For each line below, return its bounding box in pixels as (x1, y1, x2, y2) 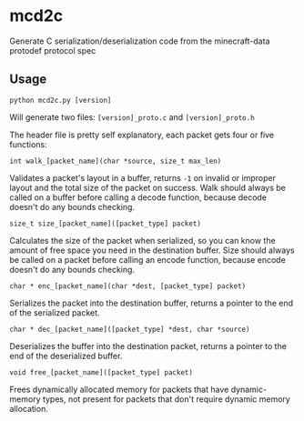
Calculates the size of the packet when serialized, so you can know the (9, 235, 276, 246)
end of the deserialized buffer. (9, 350, 123, 361)
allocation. (9, 403, 48, 414)
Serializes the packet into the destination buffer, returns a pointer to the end (9, 297, 294, 308)
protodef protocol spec (9, 45, 96, 55)
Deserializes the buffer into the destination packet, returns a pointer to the (9, 340, 287, 351)
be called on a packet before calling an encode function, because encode (9, 254, 287, 265)
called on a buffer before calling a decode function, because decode (9, 192, 267, 203)
